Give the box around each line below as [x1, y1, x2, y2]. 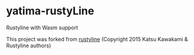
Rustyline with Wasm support [6, 24, 79, 31]
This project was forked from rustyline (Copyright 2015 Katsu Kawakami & [6, 35, 188, 42]
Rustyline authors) [6, 42, 51, 49]
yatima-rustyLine [6, 4, 94, 18]
